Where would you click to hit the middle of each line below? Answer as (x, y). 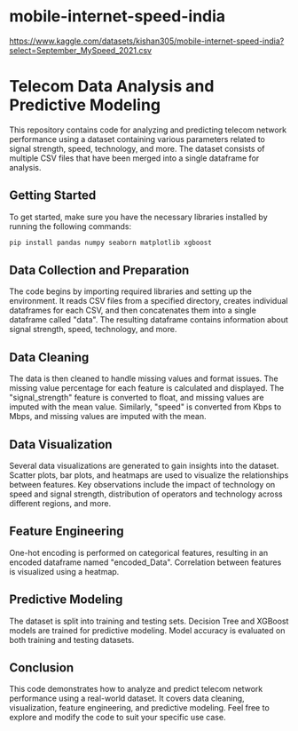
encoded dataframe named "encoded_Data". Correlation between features (145, 562)
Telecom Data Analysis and (112, 87)
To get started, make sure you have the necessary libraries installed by (138, 217)
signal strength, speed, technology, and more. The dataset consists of (137, 148)
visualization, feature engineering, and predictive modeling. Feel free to (140, 708)
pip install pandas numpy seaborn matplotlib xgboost (111, 242)
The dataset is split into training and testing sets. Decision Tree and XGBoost (149, 621)
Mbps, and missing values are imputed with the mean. (108, 417)
